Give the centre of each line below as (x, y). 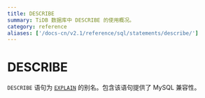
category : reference (37, 26)
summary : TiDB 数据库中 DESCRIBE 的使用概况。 (71, 20)
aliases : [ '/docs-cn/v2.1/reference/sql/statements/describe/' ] (103, 33)
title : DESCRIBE (31, 14)
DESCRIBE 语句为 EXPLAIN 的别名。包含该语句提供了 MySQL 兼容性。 (104, 88)
